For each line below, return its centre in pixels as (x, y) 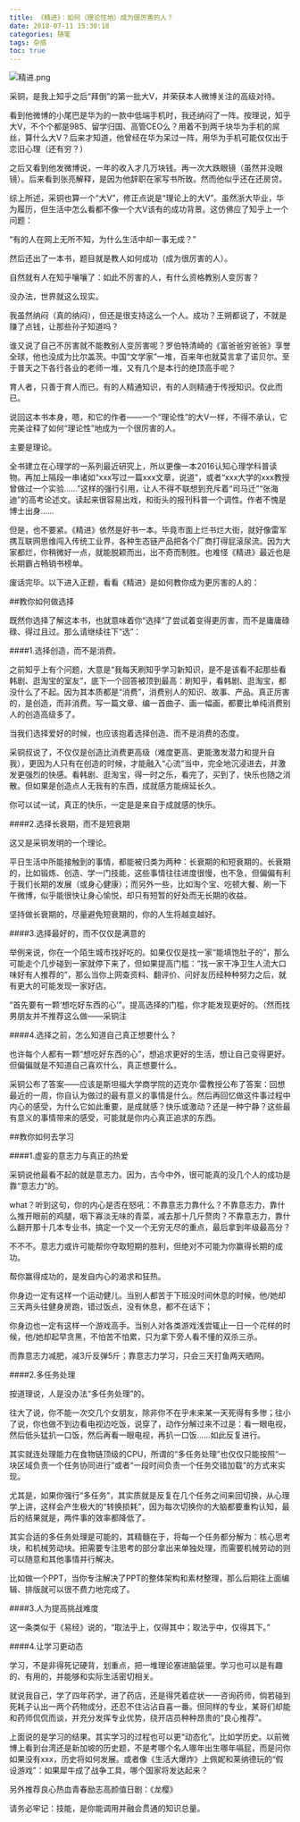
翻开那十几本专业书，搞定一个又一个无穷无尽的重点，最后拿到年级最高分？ (154, 1227)
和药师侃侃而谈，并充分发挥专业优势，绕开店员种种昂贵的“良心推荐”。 (138, 1718)
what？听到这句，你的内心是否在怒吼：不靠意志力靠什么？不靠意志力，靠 (144, 1205)
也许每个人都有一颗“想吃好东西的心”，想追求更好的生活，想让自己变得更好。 (150, 1054)
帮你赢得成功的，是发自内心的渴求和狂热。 (87, 1277)
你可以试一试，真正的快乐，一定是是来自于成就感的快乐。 (115, 805)
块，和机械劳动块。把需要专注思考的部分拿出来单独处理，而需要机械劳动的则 (150, 1548)
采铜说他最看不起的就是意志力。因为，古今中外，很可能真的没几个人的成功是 (150, 1175)
